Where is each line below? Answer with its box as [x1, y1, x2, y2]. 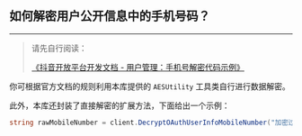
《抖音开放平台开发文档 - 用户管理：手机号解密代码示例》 [31, 61, 245, 72]
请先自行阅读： [31, 42, 87, 53]
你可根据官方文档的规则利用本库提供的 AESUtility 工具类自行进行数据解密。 [9, 80, 290, 92]
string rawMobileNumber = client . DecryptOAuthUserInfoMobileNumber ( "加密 [9, 118, 289, 127]
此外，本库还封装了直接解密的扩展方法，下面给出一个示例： [9, 100, 230, 111]
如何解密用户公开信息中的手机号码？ [9, 8, 210, 24]
